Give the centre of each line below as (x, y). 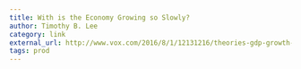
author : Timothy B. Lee (54, 26)
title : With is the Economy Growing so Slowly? (100, 17)
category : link (38, 34)
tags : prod (30, 51)
